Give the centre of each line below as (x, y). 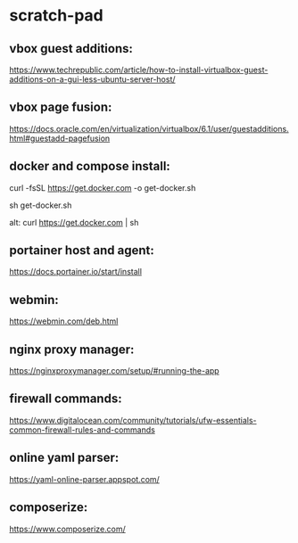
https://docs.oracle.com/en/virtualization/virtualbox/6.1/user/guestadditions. (149, 128)
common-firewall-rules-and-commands (83, 430)
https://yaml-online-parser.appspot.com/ (85, 479)
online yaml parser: (64, 458)
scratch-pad (57, 16)
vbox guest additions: (71, 49)
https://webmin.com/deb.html (64, 321)
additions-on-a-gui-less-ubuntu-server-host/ (92, 79)
